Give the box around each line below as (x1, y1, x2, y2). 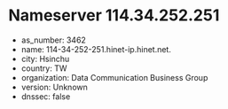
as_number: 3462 (20, 35, 86, 45)
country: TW (20, 63, 67, 74)
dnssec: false (20, 90, 71, 102)
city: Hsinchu (20, 53, 70, 64)
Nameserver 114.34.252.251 (8, 5, 220, 26)
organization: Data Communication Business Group (20, 72, 208, 82)
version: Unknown (20, 82, 88, 92)
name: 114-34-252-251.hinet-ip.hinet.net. (20, 43, 172, 54)
